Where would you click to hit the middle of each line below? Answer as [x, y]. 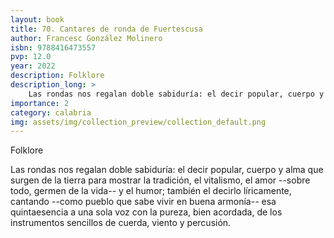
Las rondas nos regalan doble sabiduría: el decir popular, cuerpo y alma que [167, 170]
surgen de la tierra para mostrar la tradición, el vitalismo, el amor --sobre [160, 180]
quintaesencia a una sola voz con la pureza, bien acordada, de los [146, 212]
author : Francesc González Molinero [86, 38]
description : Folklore [57, 76]
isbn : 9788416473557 [53, 47]
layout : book [37, 19]
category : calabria [51, 112]
